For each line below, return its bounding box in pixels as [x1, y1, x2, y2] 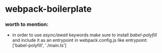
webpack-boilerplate [5, 3, 92, 15]
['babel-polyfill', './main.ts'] [12, 43, 67, 49]
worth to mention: [5, 21, 49, 28]
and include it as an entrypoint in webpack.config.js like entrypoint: [12, 37, 148, 43]
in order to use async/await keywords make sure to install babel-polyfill [12, 32, 157, 38]
